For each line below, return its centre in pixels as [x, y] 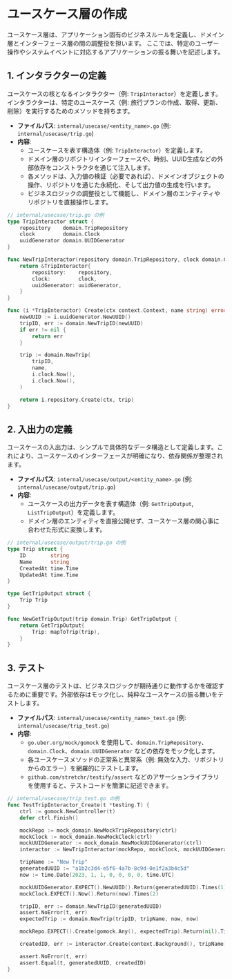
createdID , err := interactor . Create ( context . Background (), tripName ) [123, 944]
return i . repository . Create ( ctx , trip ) [77, 400]
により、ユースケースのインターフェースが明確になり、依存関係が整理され [118, 456]
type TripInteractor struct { [51, 222]
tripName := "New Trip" [54, 862]
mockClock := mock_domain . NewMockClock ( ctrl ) [86, 837]
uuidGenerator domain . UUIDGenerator [72, 241]
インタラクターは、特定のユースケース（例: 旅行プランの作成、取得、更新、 [115, 102]
